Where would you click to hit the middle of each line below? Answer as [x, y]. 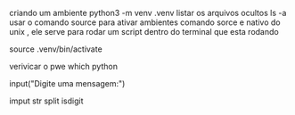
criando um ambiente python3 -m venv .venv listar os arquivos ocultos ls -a [148, 13]
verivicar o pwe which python [64, 66]
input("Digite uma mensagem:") [67, 83]
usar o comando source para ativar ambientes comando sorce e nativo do [145, 22]
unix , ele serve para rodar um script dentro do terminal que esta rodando [144, 32]
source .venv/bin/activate [56, 49]
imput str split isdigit [46, 101]
